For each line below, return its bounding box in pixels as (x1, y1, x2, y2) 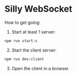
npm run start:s (4, 38, 38, 43)
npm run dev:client (4, 57, 44, 61)
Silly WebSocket (4, 3, 73, 15)
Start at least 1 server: (11, 29, 56, 35)
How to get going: (4, 19, 41, 25)
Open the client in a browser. (11, 65, 70, 71)
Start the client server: (11, 47, 57, 53)
